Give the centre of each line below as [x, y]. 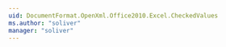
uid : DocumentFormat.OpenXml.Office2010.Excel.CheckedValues [113, 16]
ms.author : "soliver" [45, 23]
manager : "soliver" [41, 30]
